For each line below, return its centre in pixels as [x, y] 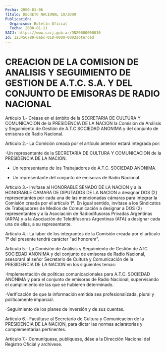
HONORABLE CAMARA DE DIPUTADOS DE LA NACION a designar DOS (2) [81, 192]
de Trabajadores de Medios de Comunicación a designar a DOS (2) [74, 208]
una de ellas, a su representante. [38, 224]
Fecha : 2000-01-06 [24, 10]
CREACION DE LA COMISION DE [72, 62]
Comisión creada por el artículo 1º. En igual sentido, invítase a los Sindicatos [83, 203]
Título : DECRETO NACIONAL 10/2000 [41, 14]
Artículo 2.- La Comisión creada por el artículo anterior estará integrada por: [83, 143]
